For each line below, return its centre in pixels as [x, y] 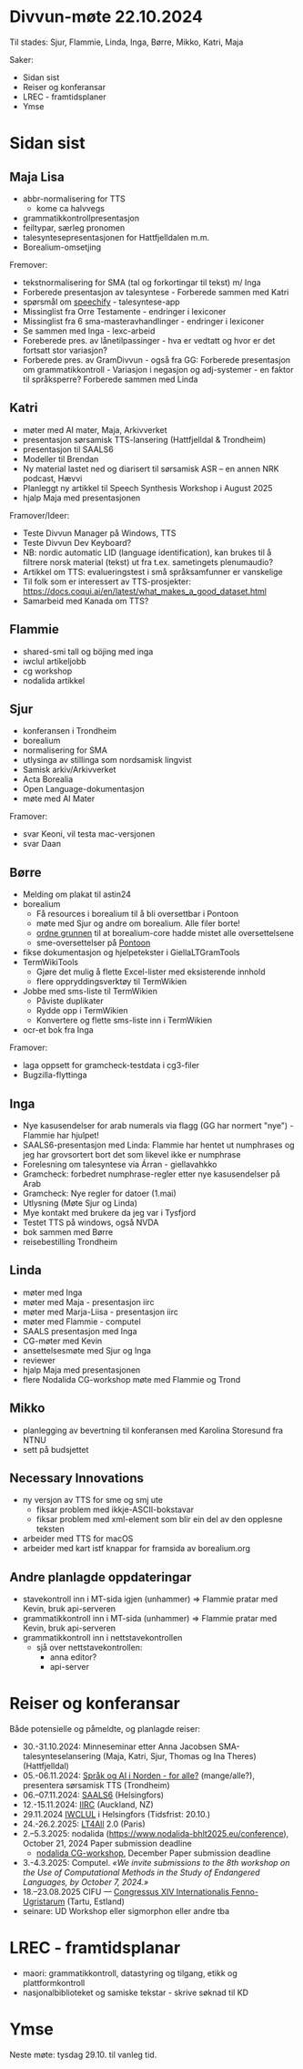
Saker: [21, 59]
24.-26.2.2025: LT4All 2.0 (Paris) [84, 1824]
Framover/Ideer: [40, 515]
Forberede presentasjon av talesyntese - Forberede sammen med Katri [156, 292]
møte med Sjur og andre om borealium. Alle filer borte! [138, 923]
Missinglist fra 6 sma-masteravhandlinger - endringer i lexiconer [143, 321]
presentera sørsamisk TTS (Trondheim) [96, 1786]
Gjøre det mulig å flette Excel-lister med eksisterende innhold [151, 972]
